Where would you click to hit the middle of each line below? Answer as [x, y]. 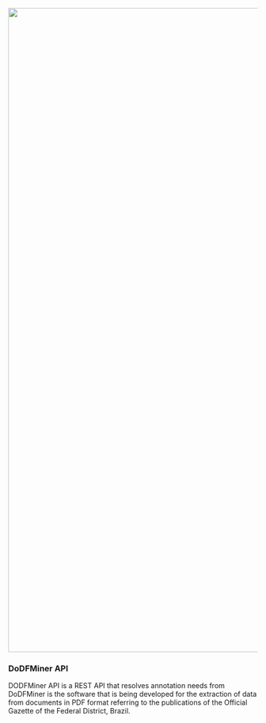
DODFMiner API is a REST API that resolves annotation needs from [117, 686]
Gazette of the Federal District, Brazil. [69, 711]
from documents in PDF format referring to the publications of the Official [128, 702]
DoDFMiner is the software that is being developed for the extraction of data [133, 694]
